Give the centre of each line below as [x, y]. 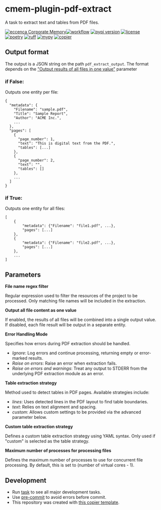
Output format [27, 52]
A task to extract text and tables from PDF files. [52, 22]
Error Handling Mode [26, 334]
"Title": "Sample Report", [41, 114]
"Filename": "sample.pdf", [41, 110]
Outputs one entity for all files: [35, 208]
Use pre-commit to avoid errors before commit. [59, 497]
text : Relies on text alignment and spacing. [54, 407]
